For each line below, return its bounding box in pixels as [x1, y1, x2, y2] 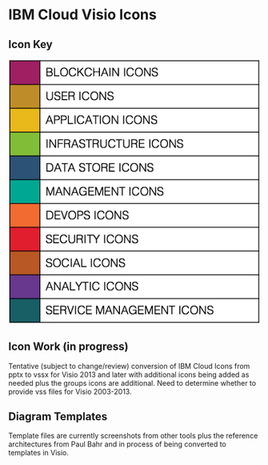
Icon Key [8, 38, 54, 51]
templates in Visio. [8, 448, 70, 458]
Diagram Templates [8, 410, 108, 423]
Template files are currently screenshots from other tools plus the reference [8, 431, 258, 441]
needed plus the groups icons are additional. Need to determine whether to [8, 378, 257, 387]
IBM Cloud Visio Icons [8, 6, 158, 24]
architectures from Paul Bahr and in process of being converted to [8, 439, 226, 449]
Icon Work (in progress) [8, 340, 129, 354]
